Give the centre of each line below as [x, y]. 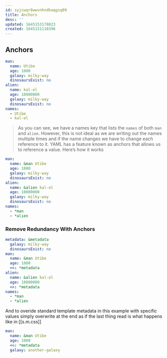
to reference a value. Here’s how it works [61, 150]
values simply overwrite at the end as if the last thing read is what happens [84, 316]
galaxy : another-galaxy [35, 350]
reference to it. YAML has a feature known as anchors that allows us [89, 144]
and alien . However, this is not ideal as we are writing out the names [90, 134]
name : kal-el [24, 90]
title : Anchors [21, 15]
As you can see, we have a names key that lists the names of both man [90, 128]
